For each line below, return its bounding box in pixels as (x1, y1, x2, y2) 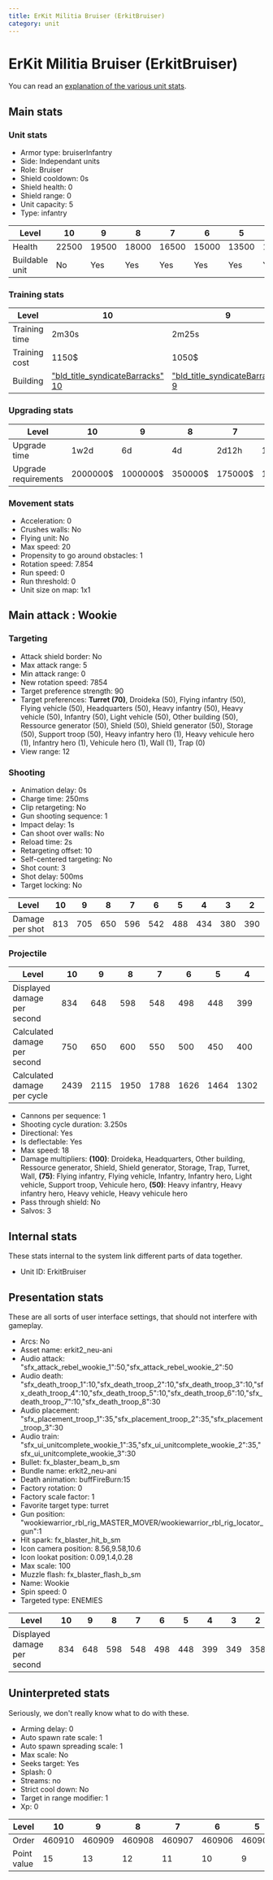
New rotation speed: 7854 (19, 677, 108, 687)
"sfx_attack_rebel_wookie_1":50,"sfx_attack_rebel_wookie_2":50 (19, 1362, 234, 1372)
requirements (12, 473, 63, 484)
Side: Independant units (19, 156, 100, 167)
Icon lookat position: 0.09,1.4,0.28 (19, 1552, 133, 1561)
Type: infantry (19, 208, 67, 218)
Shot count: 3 (19, 863, 67, 872)
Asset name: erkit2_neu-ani (19, 1344, 113, 1354)
